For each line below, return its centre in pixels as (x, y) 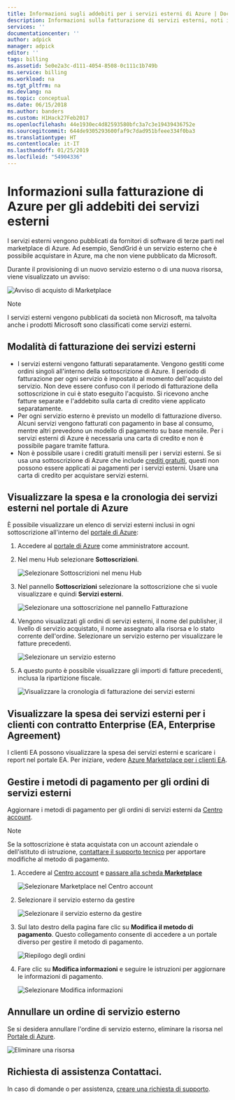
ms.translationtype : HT (42, 137)
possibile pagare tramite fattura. (63, 445)
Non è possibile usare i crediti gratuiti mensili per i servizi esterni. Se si (119, 453)
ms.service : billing (37, 72)
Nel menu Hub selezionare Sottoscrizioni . (78, 559)
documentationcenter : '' (43, 33)
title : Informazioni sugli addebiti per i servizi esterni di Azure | (112, 14)
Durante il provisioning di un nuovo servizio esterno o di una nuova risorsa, (115, 269)
